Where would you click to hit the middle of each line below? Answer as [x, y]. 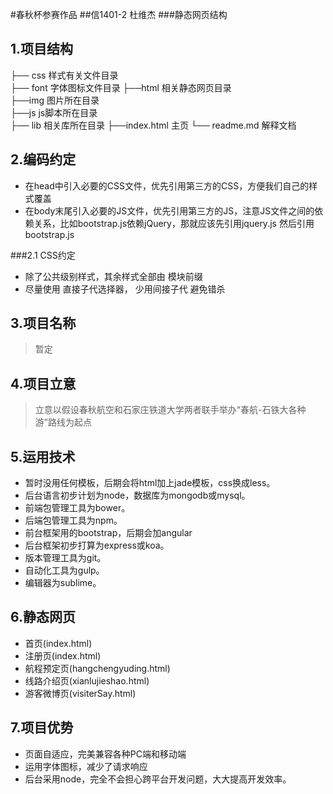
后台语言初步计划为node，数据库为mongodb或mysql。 [137, 495]
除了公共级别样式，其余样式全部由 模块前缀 [113, 276]
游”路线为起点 [63, 422]
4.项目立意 [43, 383]
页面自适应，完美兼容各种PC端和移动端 [105, 754]
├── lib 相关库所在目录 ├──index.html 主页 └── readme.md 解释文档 [153, 125]
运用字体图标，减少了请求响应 [86, 766]
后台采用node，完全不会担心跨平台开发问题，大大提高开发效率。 [158, 779]
